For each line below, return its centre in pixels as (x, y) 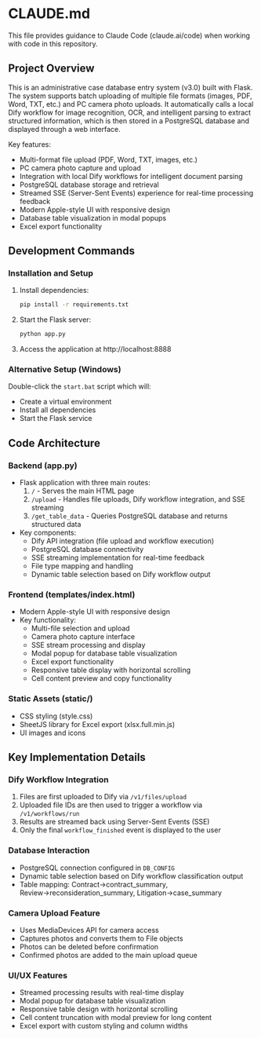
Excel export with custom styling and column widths (103, 1026)
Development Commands (72, 251)
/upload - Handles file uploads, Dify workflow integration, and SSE (138, 499)
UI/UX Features (38, 975)
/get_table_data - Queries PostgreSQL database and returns (130, 516)
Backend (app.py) (43, 466)
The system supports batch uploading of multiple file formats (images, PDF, (130, 96)
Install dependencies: (54, 291)
